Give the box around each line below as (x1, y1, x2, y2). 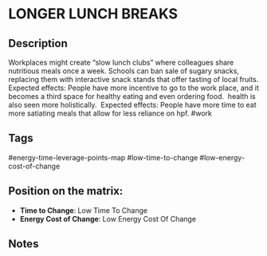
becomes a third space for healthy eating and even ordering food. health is (8, 92, 257, 100)
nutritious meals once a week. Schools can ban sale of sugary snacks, (8, 66, 239, 76)
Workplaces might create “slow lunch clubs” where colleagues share (8, 57, 234, 67)
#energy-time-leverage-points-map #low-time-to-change (8, 152, 198, 162)
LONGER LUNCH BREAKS (8, 5, 178, 23)
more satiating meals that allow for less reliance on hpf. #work (8, 108, 213, 118)
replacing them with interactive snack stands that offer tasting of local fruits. (8, 75, 259, 84)
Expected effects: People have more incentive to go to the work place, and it (8, 83, 259, 93)
